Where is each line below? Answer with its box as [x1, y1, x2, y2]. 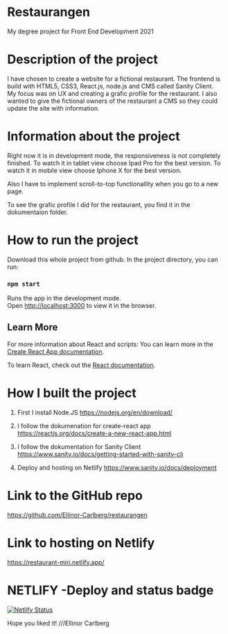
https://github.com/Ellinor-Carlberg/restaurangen [7, 510, 148, 519]
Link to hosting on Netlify [7, 535, 155, 551]
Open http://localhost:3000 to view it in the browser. [7, 302, 157, 310]
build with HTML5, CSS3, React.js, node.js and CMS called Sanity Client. [7, 81, 213, 90]
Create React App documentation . [7, 347, 105, 355]
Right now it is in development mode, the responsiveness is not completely [7, 151, 221, 160]
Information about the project [7, 129, 180, 145]
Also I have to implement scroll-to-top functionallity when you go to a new [7, 179, 219, 188]
